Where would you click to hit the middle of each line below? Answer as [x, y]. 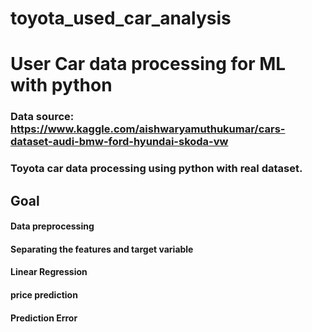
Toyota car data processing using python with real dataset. [156, 169]
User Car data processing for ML [148, 64]
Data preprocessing [52, 226]
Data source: [42, 117]
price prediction [44, 294]
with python [61, 85]
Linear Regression [49, 272]
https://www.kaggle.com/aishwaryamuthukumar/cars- [148, 129]
